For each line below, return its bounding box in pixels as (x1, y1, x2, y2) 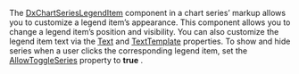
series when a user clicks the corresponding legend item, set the (9, 45, 248, 56)
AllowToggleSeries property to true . (9, 55, 144, 65)
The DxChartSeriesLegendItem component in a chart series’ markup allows (9, 8, 287, 18)
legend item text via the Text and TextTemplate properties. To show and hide (9, 36, 291, 46)
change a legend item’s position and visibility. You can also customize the (9, 27, 279, 37)
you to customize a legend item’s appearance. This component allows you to (9, 17, 291, 28)
